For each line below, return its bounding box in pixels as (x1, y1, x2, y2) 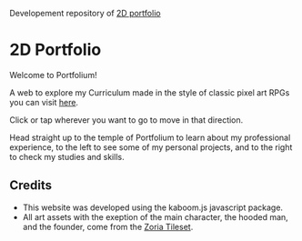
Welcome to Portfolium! (9, 69, 97, 80)
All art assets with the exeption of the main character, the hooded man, (22, 211, 288, 222)
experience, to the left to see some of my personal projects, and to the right (9, 141, 293, 153)
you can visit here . (9, 96, 79, 107)
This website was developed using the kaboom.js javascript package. (22, 202, 284, 213)
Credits (9, 177, 53, 194)
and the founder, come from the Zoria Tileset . (22, 221, 194, 232)
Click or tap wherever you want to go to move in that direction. (9, 114, 244, 126)
